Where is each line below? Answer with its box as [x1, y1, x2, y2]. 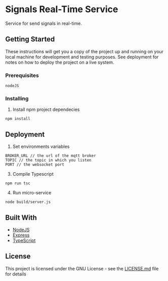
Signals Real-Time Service [5, 4, 118, 15]
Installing [5, 95, 29, 102]
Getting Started [5, 35, 55, 44]
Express [12, 232, 30, 238]
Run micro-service [12, 190, 52, 196]
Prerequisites [5, 72, 39, 79]
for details [5, 271, 26, 277]
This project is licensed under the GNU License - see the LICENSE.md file [5, 265, 159, 271]
